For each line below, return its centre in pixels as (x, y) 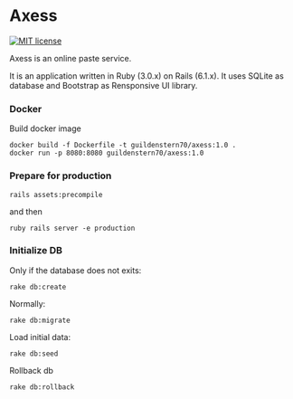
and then (26, 211)
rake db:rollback (42, 387)
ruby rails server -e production (72, 228)
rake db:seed (34, 354)
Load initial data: (40, 337)
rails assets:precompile (56, 195)
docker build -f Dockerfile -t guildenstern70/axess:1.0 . (123, 146)
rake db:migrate (40, 320)
